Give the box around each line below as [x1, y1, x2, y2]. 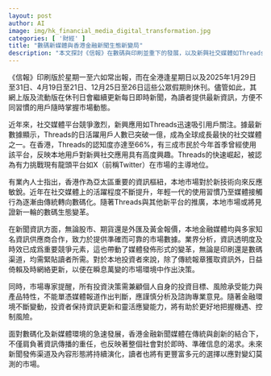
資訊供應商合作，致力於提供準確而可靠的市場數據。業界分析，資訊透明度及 [15, 234, 263, 244]
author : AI [8, 19, 45, 27]
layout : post [8, 11, 52, 20]
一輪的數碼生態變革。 [22, 207, 94, 217]
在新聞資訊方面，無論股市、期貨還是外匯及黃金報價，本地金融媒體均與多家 [8, 225, 256, 233]
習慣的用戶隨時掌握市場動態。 [15, 102, 115, 112]
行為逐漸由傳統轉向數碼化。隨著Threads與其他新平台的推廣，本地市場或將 [8, 197, 256, 206]
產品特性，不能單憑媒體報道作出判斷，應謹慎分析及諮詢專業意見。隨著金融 [8, 291, 256, 301]
